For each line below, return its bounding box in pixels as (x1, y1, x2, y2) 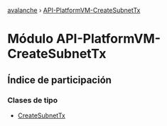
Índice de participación (7, 74, 112, 86)
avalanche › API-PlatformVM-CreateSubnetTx (7, 6, 141, 14)
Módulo (7, 31, 54, 47)
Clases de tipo (7, 95, 58, 105)
